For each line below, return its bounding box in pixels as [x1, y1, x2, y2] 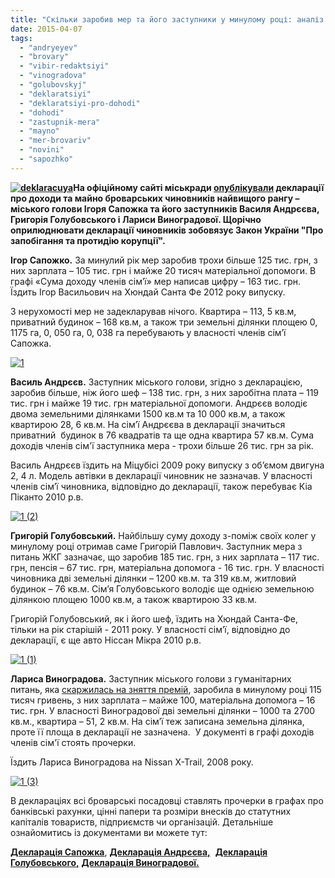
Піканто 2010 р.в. [10, 491, 84, 503]
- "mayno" [19, 126, 60, 136]
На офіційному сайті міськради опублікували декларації [73, 181, 325, 193]
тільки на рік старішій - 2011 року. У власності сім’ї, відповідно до [10, 623, 291, 635]
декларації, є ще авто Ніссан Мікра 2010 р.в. [10, 634, 202, 646]
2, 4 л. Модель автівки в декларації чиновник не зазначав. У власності [10, 469, 313, 481]
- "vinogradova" [19, 71, 87, 81]
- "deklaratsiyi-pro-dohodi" [19, 98, 141, 108]
